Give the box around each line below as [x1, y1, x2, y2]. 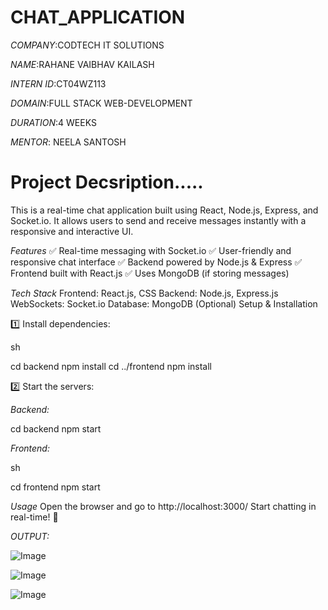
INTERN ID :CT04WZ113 [10, 77, 107, 90]
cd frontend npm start [10, 481, 101, 493]
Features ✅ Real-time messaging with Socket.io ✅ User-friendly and [10, 244, 292, 256]
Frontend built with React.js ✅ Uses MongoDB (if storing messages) [10, 267, 290, 279]
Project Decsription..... [10, 171, 204, 194]
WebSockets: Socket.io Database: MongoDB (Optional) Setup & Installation [10, 297, 318, 310]
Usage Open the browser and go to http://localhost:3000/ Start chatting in [10, 500, 317, 512]
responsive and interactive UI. [10, 225, 134, 237]
